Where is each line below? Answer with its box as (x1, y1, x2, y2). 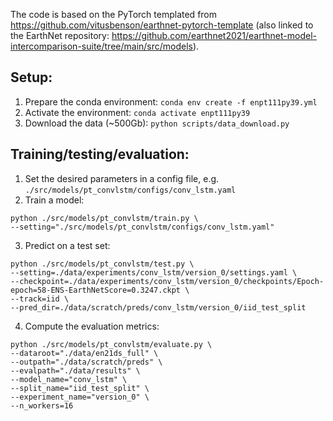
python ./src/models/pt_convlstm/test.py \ (10, 259, 195, 269)
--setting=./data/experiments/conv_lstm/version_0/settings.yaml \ (10, 267, 298, 278)
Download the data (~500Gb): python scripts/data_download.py (24, 117, 290, 129)
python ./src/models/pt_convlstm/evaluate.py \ (10, 339, 213, 349)
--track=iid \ (10, 294, 70, 304)
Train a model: (24, 194, 85, 206)
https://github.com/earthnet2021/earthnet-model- (111, 30, 317, 41)
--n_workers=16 (10, 400, 74, 411)
